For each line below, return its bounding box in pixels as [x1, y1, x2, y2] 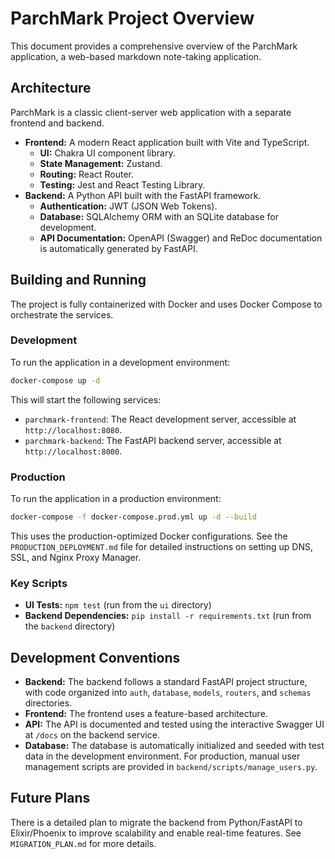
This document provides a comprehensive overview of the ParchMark [10, 40, 298, 52]
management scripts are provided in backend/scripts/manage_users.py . [24, 761, 318, 773]
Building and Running [10, 272, 147, 289]
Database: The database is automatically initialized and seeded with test [24, 740, 325, 752]
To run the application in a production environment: [10, 493, 222, 505]
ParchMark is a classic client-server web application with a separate [10, 106, 292, 118]
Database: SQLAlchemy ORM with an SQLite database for [39, 210, 279, 222]
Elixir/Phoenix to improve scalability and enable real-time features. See [10, 827, 302, 839]
